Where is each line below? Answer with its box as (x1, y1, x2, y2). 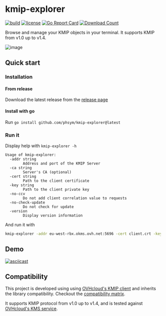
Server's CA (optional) (23, 169, 72, 174)
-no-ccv (9, 191, 26, 196)
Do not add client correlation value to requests (23, 196, 127, 201)
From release (5, 86, 33, 92)
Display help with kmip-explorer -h (5, 143, 77, 149)
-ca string (9, 165, 32, 170)
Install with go (5, 108, 35, 114)
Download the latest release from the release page (5, 97, 108, 103)
